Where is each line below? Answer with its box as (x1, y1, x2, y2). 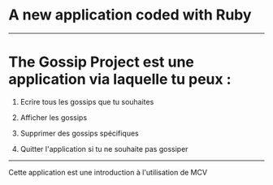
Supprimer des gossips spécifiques (19, 128, 140, 138)
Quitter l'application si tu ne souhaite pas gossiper (19, 144, 188, 153)
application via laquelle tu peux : (8, 71, 232, 88)
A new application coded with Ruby (8, 6, 252, 24)
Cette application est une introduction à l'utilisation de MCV (8, 167, 208, 177)
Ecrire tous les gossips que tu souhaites (19, 97, 154, 106)
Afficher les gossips (19, 112, 88, 123)
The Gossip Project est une (8, 53, 195, 71)
